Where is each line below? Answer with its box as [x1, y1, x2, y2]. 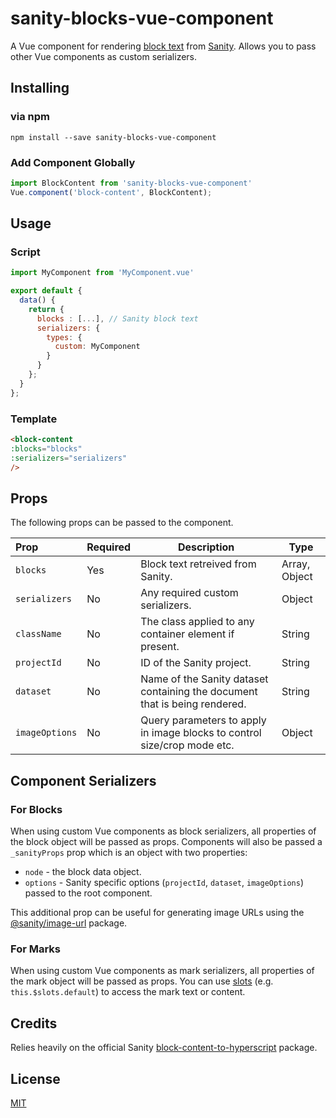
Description [177, 540, 235, 554]
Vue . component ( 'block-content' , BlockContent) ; [10, 187, 213, 197]
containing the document [140, 685, 258, 699]
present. [140, 640, 180, 654]
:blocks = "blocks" [10, 443, 83, 454]
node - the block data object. [24, 866, 142, 878]
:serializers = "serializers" [10, 453, 128, 463]
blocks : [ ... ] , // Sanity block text [36, 313, 199, 324]
